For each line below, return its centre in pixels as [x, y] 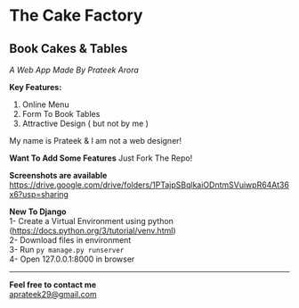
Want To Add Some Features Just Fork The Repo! [101, 158]
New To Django [38, 212]
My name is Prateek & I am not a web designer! [96, 141]
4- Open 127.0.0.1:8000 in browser [72, 259]
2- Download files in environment [70, 240]
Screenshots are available [58, 175]
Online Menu [45, 104]
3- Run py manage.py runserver [67, 250]
